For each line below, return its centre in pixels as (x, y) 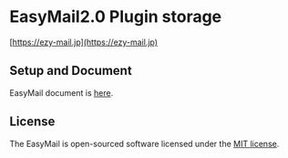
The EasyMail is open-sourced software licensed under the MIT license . (144, 143)
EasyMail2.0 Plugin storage (116, 17)
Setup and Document (71, 71)
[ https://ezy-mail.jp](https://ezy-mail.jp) (83, 42)
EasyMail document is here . (62, 92)
